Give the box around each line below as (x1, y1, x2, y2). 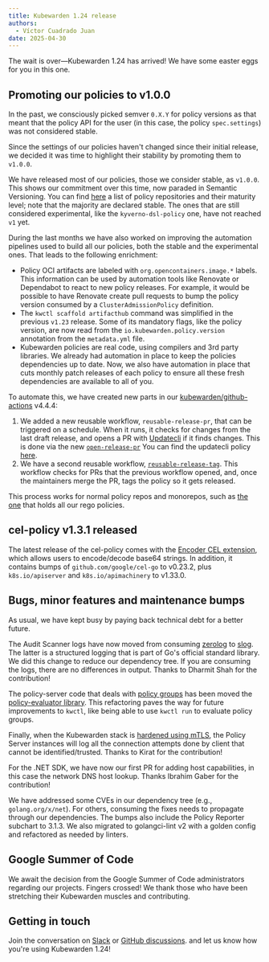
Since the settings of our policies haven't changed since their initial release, (8, 142, 259, 152)
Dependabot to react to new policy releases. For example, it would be (19, 283, 251, 293)
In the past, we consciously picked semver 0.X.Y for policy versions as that (8, 109, 257, 119)
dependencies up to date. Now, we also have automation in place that (19, 359, 251, 370)
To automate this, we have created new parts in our (8, 392, 178, 402)
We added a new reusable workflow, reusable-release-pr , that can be (19, 416, 252, 426)
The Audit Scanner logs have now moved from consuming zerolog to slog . (8, 639, 255, 649)
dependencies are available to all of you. (19, 377, 154, 387)
